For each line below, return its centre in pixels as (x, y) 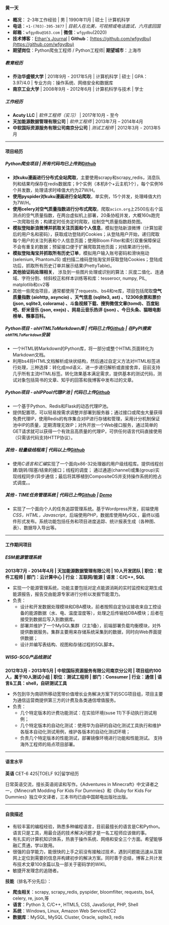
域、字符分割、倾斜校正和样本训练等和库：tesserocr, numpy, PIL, (80, 278)
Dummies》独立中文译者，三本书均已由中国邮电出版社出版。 (68, 797)
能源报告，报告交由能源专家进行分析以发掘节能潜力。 (68, 594)
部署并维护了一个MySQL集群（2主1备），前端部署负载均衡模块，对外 (91, 626)
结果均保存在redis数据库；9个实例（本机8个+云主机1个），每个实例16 (92, 183)
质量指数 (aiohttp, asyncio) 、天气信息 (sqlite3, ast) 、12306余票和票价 (87, 297)
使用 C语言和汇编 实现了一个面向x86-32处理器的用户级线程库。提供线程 (86, 464)
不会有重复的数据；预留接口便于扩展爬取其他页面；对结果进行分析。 (83, 246)
